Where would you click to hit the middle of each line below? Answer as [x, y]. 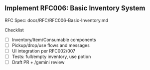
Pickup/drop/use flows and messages [51, 45]
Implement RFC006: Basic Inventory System [75, 8]
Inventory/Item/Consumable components [54, 39]
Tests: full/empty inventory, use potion [51, 56]
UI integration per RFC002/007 [44, 51]
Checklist [14, 30]
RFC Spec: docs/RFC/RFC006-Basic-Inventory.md [56, 20]
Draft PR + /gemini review [38, 62]
